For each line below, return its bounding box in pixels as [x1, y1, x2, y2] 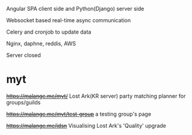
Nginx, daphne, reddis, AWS [6, 40, 76, 47]
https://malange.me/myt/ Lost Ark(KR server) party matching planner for [6, 92, 186, 100]
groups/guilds [6, 98, 41, 106]
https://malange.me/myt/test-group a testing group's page [6, 110, 152, 118]
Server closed [6, 52, 41, 59]
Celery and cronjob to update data [6, 28, 91, 35]
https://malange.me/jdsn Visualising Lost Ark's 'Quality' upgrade [6, 122, 167, 129]
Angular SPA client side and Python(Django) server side [6, 5, 144, 12]
